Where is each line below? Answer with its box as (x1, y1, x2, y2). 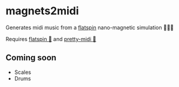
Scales (14, 69, 31, 76)
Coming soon (5, 52, 57, 63)
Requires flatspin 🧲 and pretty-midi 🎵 (5, 35, 96, 42)
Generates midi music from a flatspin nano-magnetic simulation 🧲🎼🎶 (5, 24, 174, 31)
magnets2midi (5, 4, 79, 18)
